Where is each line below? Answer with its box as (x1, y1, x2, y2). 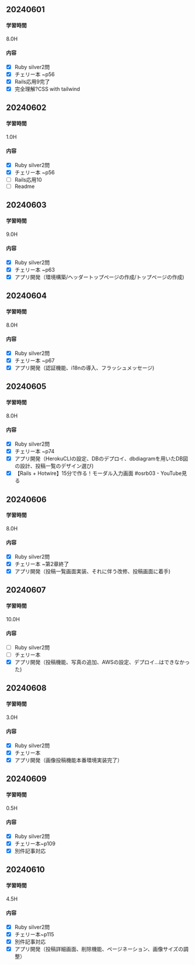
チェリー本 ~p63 (14, 266, 55, 273)
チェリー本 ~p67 (14, 357, 55, 364)
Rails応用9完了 (14, 78, 50, 85)
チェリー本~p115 (14, 930, 54, 937)
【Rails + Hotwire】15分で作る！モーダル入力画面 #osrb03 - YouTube (14, 470, 182, 477)
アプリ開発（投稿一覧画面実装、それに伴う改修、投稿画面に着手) (14, 568, 171, 575)
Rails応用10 (14, 176, 42, 183)
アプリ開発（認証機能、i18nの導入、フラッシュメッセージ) (14, 364, 155, 371)
